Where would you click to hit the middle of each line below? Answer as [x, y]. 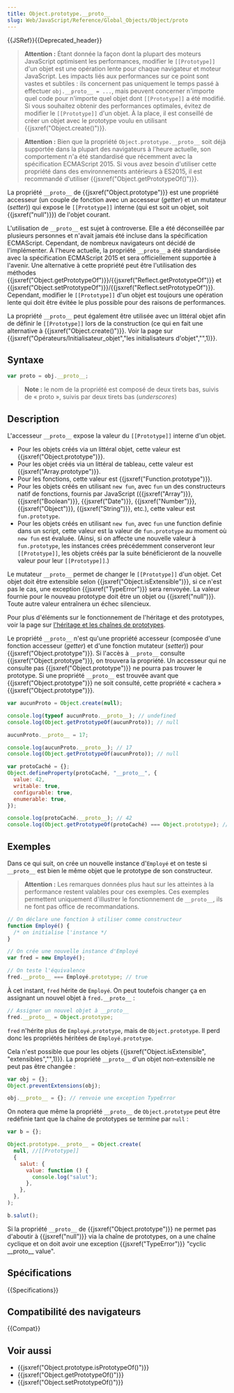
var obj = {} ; [28, 1079]
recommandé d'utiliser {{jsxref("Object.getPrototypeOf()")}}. [111, 178]
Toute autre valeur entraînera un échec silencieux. [79, 604]
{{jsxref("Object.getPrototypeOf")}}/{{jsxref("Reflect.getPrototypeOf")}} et [114, 280]
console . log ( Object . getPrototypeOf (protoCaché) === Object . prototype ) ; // [118, 825]
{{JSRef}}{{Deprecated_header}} [55, 40]
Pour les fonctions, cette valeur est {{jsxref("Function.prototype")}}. [115, 479]
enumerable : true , [40, 799]
